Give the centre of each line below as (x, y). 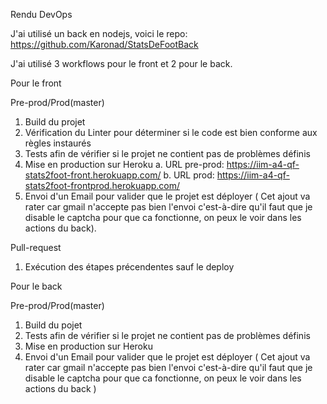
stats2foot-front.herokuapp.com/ (93, 175)
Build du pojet (53, 325)
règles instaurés (58, 143)
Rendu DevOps (41, 14)
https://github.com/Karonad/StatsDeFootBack (104, 44)
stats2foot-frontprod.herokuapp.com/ (102, 185)
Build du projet (55, 122)
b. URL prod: (189, 175)
